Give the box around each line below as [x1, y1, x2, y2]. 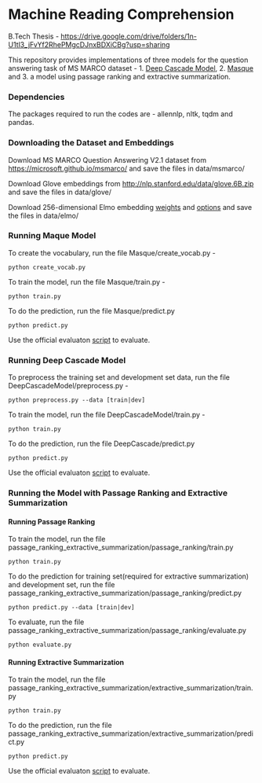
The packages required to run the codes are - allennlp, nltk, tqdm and [8, 109, 233, 119]
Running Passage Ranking [8, 516, 96, 526]
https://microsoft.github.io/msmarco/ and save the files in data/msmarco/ [8, 164, 246, 173]
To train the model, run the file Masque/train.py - [8, 277, 166, 286]
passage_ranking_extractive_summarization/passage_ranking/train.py [8, 542, 234, 552]
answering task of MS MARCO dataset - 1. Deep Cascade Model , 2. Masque [8, 63, 253, 72]
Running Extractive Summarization [8, 657, 125, 667]
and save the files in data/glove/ [8, 187, 112, 197]
